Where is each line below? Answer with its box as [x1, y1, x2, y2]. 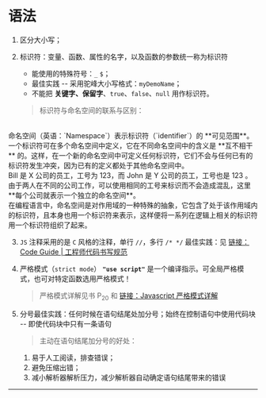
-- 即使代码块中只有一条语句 [19, 319, 112, 328]
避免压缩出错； [31, 362, 81, 372]
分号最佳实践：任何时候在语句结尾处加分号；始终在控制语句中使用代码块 [19, 309, 256, 319]
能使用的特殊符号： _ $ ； [31, 68, 111, 78]
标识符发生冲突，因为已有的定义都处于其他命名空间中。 [8, 160, 188, 170]
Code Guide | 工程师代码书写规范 [19, 247, 128, 257]
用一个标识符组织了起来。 [8, 220, 92, 230]
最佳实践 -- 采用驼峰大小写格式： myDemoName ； [31, 79, 182, 88]
